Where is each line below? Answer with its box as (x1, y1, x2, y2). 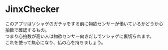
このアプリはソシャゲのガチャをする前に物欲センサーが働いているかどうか (5, 20, 159, 26)
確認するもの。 (18, 26, 49, 33)
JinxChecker (5, 3, 60, 15)
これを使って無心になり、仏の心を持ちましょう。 (5, 39, 106, 45)
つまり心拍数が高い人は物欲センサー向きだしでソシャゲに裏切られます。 (5, 33, 154, 39)
